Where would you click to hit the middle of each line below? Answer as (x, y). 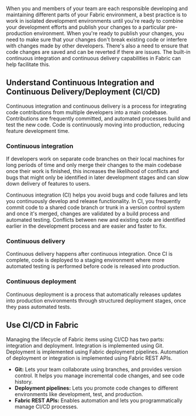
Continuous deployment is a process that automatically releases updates (94, 294)
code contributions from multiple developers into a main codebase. (87, 112)
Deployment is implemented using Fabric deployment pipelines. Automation (97, 352)
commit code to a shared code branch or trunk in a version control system (95, 208)
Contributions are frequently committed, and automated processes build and (98, 118)
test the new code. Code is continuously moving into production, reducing (95, 125)
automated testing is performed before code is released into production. (93, 266)
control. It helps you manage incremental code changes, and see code (99, 375)
